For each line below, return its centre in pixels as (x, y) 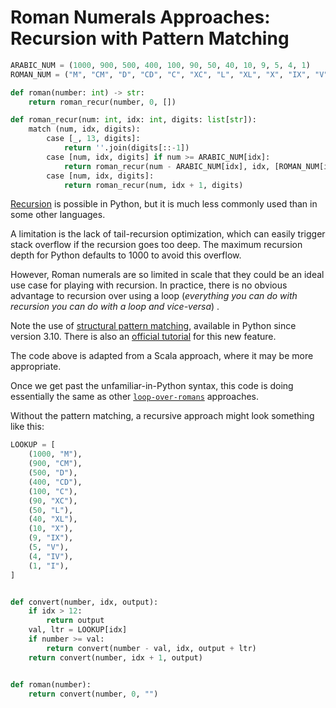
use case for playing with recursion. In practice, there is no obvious (149, 285)
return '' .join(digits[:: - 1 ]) (126, 148)
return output (75, 621)
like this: (27, 427)
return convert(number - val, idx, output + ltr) (151, 648)
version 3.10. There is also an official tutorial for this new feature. (143, 337)
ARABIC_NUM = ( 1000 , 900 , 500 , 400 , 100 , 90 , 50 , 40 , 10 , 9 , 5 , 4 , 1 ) (160, 65)
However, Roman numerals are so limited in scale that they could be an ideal (167, 275)
